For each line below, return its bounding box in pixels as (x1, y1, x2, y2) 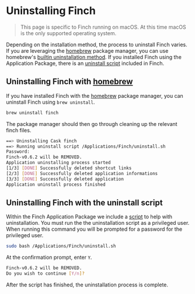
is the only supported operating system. (20, 29, 117, 36)
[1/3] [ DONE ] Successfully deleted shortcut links (6, 165, 132, 171)
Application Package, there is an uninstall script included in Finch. (6, 60, 165, 67)
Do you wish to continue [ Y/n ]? (6, 271, 85, 276)
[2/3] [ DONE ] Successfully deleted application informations (6, 170, 158, 176)
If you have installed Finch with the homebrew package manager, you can (6, 92, 184, 99)
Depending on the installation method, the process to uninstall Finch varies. (6, 41, 188, 48)
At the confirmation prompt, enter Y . (6, 254, 92, 261)
